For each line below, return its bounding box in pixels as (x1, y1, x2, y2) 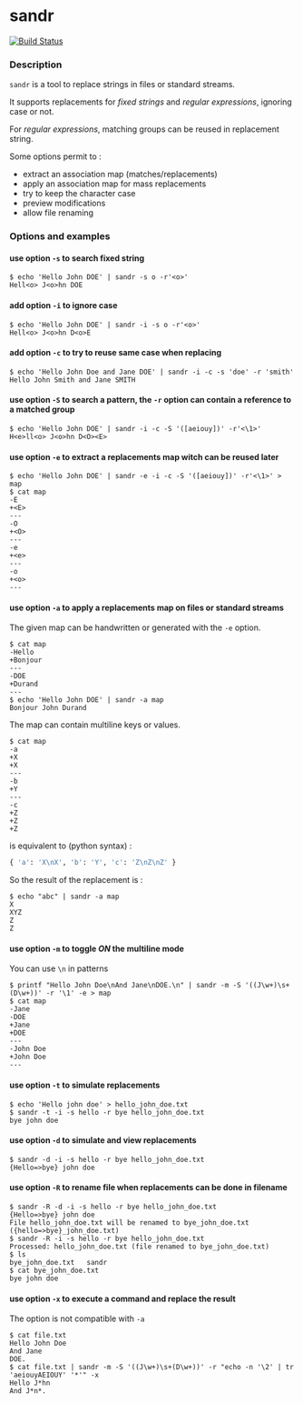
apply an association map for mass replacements (22, 178, 207, 189)
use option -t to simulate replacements (9, 1079, 161, 1091)
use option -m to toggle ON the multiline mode (9, 943, 184, 954)
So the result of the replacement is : (9, 875, 143, 886)
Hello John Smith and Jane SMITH (9, 375, 136, 385)
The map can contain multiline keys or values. (9, 719, 181, 730)
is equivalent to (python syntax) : (9, 840, 132, 851)
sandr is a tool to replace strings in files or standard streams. (9, 79, 236, 90)
